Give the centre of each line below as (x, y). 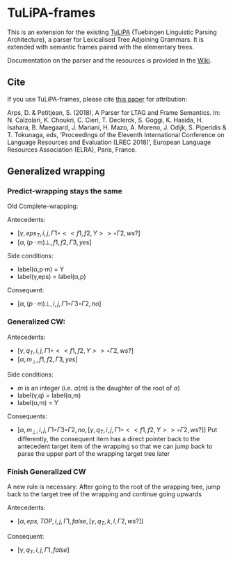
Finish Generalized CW (47, 471)
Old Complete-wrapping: (43, 206)
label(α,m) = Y (38, 403)
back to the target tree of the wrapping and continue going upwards (105, 494)
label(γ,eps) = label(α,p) (51, 277)
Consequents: (27, 416)
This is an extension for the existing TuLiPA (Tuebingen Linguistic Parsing (112, 32)
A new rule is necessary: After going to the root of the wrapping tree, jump (114, 487)
